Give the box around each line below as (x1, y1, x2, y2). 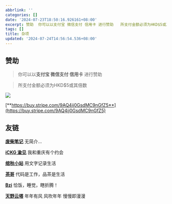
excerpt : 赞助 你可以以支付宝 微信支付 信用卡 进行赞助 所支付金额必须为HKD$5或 (5, 22, 166, 27)
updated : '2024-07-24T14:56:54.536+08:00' (5, 36, 97, 42)
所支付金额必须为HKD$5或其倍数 (17, 82, 87, 88)
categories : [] (5, 12, 38, 17)
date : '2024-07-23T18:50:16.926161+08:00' (5, 17, 97, 22)
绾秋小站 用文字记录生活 (5, 160, 56, 166)
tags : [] (5, 27, 24, 32)
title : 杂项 (5, 31, 29, 36)
